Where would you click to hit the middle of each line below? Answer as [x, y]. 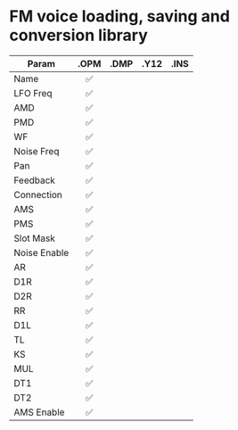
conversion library [79, 35]
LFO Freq [33, 93]
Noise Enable [41, 252]
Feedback [35, 180]
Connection [38, 194]
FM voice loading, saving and [119, 17]
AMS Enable [39, 412]
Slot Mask [34, 238]
